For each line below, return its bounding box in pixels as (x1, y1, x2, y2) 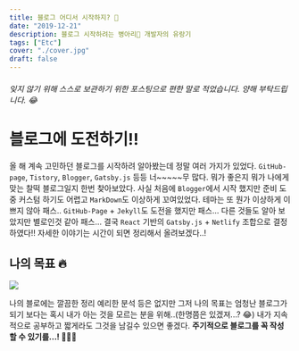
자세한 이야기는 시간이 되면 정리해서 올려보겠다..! (37, 227, 207, 238)
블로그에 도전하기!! (9, 129, 139, 149)
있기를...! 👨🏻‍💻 (27, 331, 78, 342)
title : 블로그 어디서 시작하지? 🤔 (9, 13, 119, 22)
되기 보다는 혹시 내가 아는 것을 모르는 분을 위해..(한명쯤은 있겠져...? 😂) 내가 (9, 309, 272, 320)
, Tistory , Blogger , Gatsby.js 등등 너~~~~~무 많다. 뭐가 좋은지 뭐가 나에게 (25, 171, 290, 182)
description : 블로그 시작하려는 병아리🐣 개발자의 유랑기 (9, 29, 192, 38)
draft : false (9, 54, 58, 63)
